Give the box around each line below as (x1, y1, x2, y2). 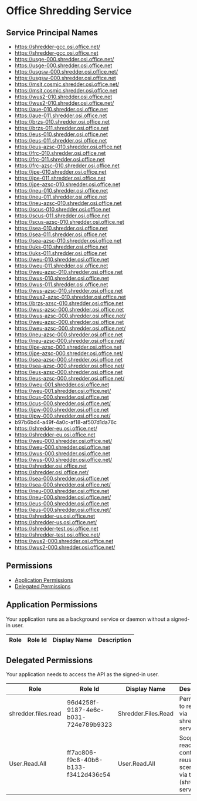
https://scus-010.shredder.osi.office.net (14, 206, 111, 213)
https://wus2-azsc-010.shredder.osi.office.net (14, 293, 126, 300)
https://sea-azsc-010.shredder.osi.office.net (14, 237, 122, 244)
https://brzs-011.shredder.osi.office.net (14, 125, 109, 131)
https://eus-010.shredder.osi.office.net (14, 131, 108, 138)
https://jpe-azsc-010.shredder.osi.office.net (14, 181, 120, 188)
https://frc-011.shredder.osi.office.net (14, 156, 105, 163)
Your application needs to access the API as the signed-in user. (6, 671, 159, 678)
